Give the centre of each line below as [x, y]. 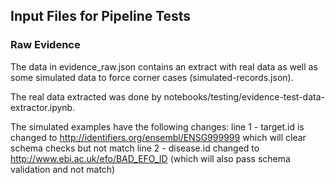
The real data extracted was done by [86, 96]
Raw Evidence [45, 45]
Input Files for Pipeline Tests [101, 16]
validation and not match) [63, 169]
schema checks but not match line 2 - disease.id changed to [135, 148]
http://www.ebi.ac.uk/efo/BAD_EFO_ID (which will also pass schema [150, 158]
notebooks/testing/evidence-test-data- [244, 96]
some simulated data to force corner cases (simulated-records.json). [152, 77]
